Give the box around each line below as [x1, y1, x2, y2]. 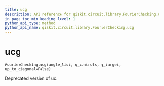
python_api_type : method [5, 21, 56, 26]
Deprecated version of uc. [5, 75, 58, 81]
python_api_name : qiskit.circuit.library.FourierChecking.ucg [5, 25, 134, 30]
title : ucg [5, 7, 27, 12]
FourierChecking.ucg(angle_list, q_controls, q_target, [5, 63, 121, 67]
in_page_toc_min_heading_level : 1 [5, 16, 76, 21]
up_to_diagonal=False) [5, 67, 51, 72]
